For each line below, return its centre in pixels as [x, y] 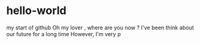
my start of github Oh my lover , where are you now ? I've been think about [100, 28]
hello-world [37, 11]
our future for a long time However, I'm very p [63, 34]
